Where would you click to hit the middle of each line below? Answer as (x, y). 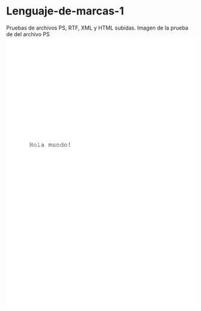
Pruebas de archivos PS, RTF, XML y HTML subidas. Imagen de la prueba (97, 28)
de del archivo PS (28, 34)
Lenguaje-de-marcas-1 (65, 11)
